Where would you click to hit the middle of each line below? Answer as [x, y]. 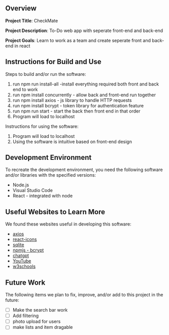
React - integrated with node [42, 196]
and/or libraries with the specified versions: [51, 175]
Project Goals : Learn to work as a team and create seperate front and [78, 40]
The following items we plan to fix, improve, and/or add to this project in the [84, 295]
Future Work [25, 282]
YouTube [22, 261]
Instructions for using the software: [42, 126]
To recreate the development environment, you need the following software [84, 170]
